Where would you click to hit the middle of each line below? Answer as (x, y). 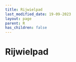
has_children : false (26, 28)
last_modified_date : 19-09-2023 (38, 14)
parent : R (15, 23)
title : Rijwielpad (24, 10)
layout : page (18, 19)
